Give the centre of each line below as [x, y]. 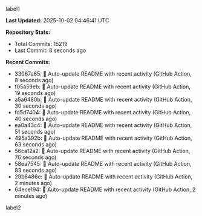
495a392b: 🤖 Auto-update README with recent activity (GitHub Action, [103, 138]
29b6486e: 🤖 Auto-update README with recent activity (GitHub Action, [103, 177]
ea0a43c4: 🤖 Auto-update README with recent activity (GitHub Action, [103, 125]
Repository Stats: [28, 32]
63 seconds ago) [35, 144]
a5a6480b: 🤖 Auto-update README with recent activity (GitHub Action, [103, 100]
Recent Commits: [28, 62]
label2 [13, 208]
